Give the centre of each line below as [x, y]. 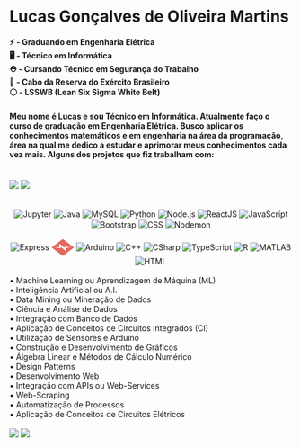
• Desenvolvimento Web [54, 376]
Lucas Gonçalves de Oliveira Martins [149, 17]
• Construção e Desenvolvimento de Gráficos [93, 347]
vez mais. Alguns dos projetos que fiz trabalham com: [112, 154]
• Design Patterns [42, 367]
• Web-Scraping [40, 395]
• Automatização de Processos [67, 405]
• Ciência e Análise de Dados [64, 309]
